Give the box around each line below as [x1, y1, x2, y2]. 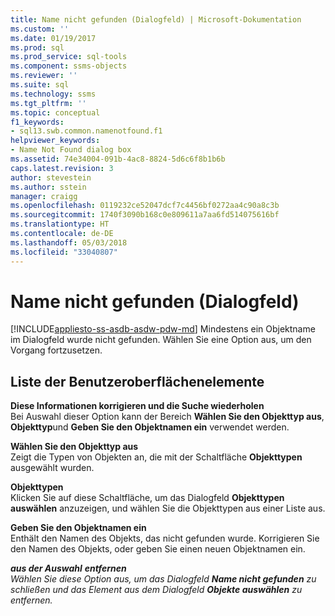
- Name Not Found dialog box [10, 145, 132, 155]
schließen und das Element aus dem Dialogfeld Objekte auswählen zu [10, 584, 303, 596]
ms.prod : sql [10, 42, 65, 53]
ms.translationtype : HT [10, 219, 110, 230]
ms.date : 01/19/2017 [10, 33, 97, 43]
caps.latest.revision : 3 [10, 163, 114, 173]
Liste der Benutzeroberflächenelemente [10, 373, 265, 390]
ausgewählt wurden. [10, 462, 95, 474]
